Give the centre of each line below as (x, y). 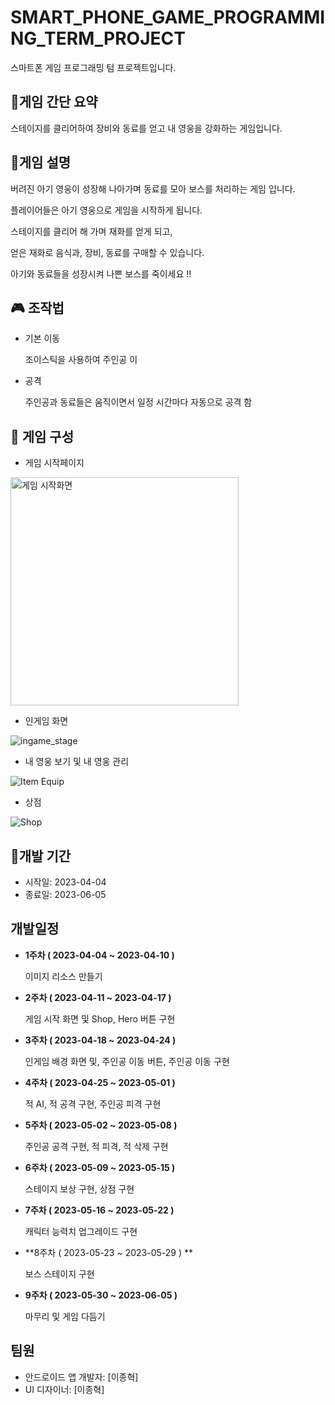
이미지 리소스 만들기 (63, 976)
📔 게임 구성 (42, 436)
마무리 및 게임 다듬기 (65, 1316)
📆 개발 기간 (41, 856)
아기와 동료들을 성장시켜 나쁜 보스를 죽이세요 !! (101, 273)
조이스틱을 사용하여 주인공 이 (81, 360)
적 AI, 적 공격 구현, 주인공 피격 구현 (93, 1103)
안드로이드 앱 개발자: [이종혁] (81, 1377)
